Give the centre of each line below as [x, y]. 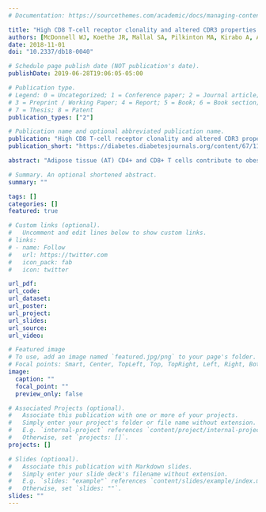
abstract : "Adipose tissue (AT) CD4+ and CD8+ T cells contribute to [125, 161]
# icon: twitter [38, 270]
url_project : [30, 313]
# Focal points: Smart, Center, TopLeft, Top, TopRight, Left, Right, [127, 365]
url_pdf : [23, 284]
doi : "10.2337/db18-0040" [51, 52]
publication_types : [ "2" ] [51, 117]
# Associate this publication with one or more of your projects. [123, 415]
